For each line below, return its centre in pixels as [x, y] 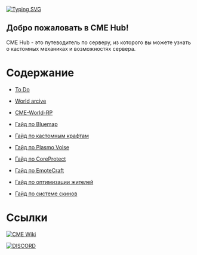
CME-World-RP [34, 112]
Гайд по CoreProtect [40, 159]
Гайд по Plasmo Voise [42, 147]
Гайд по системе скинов [46, 193]
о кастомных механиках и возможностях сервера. [71, 48]
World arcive [30, 101]
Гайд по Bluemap [36, 124]
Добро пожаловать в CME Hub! [67, 28]
